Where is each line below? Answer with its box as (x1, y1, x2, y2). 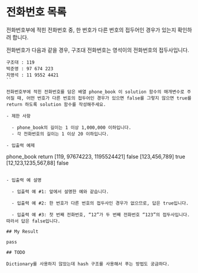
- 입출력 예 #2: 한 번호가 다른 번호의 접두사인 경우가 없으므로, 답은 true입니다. (11, 200, 189, 206)
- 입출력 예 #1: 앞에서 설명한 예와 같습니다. (11, 188, 109, 194)
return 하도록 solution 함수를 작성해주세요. (6, 101, 106, 107)
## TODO (6, 249, 26, 255)
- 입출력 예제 (6, 142, 35, 148)
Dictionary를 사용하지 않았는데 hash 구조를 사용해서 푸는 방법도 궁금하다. (6, 260, 170, 267)
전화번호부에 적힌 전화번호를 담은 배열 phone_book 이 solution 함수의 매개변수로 (6, 89, 185, 95)
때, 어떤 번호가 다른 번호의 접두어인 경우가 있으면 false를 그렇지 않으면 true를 (17, 95, 192, 101)
